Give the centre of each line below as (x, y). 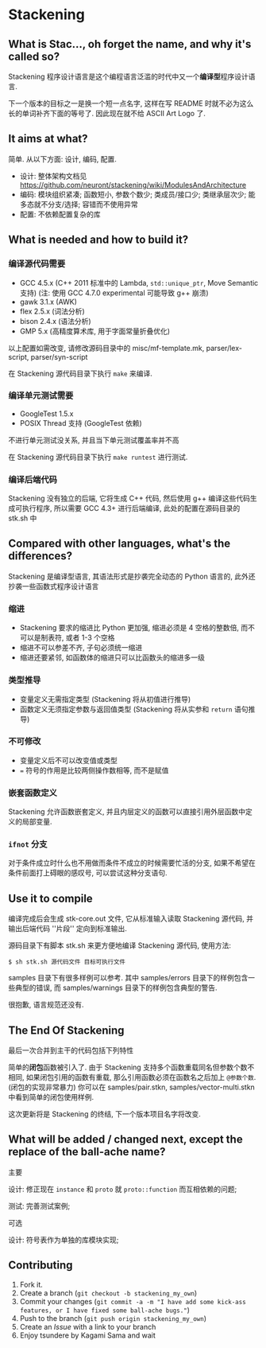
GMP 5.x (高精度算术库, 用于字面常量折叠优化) (95, 331)
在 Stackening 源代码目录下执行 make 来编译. (80, 373)
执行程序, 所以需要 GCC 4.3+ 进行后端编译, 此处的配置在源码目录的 (131, 508)
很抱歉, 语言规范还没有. (46, 1005)
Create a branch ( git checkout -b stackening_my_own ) (108, 1293)
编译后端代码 (33, 479)
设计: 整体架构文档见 (53, 176)
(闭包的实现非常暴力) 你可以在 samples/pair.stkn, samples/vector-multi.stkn (132, 1087)
